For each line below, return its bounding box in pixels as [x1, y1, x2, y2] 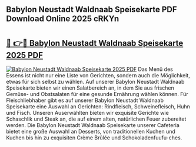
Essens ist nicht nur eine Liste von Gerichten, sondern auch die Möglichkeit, [6, 72, 190, 78]
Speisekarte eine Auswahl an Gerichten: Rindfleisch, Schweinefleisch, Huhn [6, 103, 190, 110]
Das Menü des [138, 66, 174, 73]
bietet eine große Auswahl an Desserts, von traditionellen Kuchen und [6, 128, 175, 135]
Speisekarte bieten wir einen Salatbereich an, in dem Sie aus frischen [6, 84, 175, 91]
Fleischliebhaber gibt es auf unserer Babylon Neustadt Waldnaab [6, 97, 164, 104]
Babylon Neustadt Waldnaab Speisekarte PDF [6, 5, 178, 15]
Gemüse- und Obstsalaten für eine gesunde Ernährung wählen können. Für [6, 91, 188, 97]
